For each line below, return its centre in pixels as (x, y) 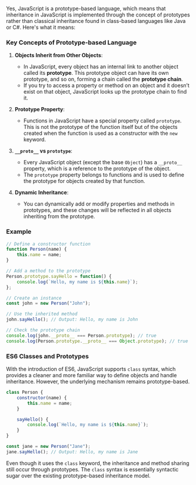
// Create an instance (34, 298)
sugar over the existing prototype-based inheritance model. (79, 476)
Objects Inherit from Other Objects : (59, 55)
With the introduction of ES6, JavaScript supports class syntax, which (91, 369)
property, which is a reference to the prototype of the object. (97, 169)
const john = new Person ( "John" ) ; (49, 303)
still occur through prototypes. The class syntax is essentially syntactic (92, 469)
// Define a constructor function (49, 244)
